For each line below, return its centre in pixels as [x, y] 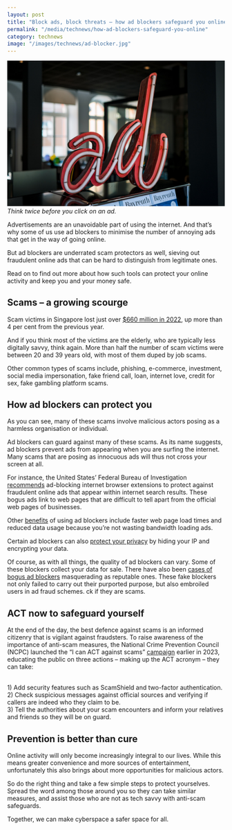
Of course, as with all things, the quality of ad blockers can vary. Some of [112, 562]
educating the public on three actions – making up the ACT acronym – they [113, 660]
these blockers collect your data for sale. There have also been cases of [110, 569]
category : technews [35, 37]
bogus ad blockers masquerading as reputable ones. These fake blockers [112, 577]
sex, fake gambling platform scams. [58, 383]
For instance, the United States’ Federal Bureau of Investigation [97, 477]
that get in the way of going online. [57, 239]
